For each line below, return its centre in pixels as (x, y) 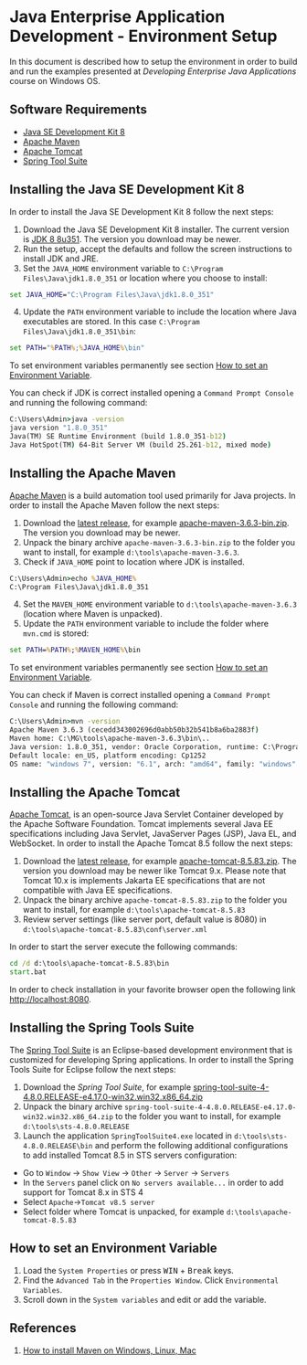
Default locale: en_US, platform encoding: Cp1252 (108, 756)
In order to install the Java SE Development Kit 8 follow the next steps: (142, 211)
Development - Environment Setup (143, 36)
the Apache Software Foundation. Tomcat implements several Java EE (142, 824)
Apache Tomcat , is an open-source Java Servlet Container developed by (147, 814)
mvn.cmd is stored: (56, 633)
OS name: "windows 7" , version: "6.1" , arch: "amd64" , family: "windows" (153, 764)
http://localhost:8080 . (50, 1000)
